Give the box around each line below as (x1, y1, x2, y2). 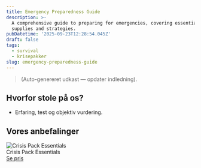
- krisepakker (11, 53, 47, 59)
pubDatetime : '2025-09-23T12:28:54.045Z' (6, 31, 111, 37)
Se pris (6, 155, 24, 162)
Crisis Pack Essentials (6, 148, 60, 156)
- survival (11, 48, 39, 54)
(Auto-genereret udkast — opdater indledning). (20, 76, 138, 83)
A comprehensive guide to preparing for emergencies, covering (11, 20, 172, 26)
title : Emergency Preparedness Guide (6, 8, 100, 15)
